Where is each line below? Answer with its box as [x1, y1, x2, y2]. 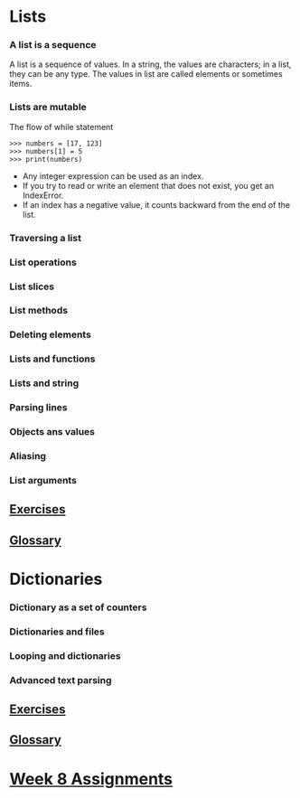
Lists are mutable [9, 101, 88, 114]
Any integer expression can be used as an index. [22, 170, 204, 182]
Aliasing [9, 450, 47, 462]
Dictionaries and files [9, 625, 106, 638]
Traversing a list [9, 231, 81, 244]
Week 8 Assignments [9, 768, 173, 789]
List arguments [9, 474, 77, 486]
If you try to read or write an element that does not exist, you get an [22, 180, 274, 191]
